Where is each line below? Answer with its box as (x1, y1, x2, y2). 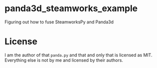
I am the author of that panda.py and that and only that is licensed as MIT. (4, 52, 153, 58)
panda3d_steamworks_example (4, 3, 138, 14)
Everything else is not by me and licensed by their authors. (4, 57, 123, 63)
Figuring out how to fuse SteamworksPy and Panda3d (4, 19, 114, 25)
